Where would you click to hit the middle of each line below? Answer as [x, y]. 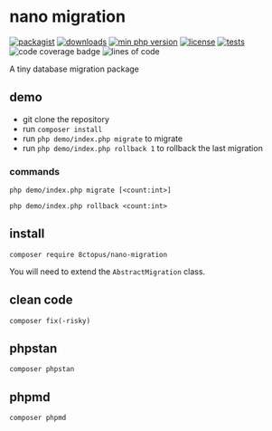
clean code [41, 300]
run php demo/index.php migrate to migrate [103, 139]
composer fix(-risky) [50, 321]
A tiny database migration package [75, 69]
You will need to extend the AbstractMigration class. [108, 271]
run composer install [62, 129]
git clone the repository [66, 119]
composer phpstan [42, 369]
